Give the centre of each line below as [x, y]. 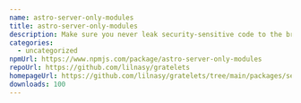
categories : [31, 43]
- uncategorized [47, 51]
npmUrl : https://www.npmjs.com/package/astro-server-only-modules [136, 59]
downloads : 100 [38, 84]
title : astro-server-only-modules [74, 26]
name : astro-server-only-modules [72, 17]
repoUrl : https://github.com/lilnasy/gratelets [100, 68]
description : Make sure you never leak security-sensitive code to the [146, 34]
